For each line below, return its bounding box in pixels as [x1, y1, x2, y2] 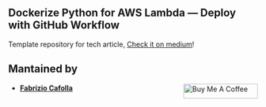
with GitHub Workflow [8, 19, 120, 32]
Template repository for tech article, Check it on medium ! [8, 39, 195, 49]
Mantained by [8, 62, 78, 76]
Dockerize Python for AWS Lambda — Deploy [8, 6, 236, 20]
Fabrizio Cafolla [19, 83, 74, 93]
